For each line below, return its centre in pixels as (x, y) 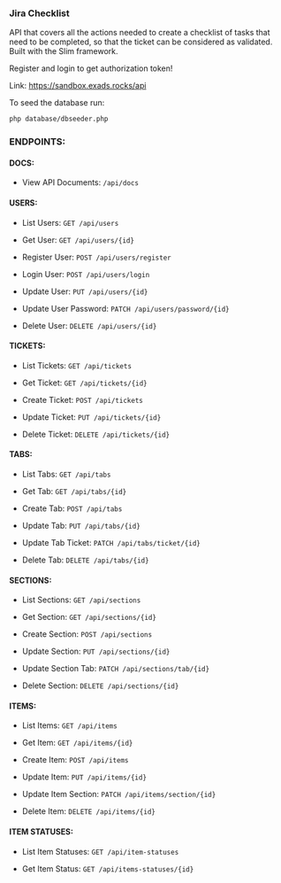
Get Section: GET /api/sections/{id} (89, 617)
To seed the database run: (57, 103)
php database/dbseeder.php (59, 119)
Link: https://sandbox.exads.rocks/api (78, 86)
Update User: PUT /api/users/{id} (85, 291)
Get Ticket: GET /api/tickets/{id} (84, 383)
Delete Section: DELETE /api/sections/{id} (100, 685)
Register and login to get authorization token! (91, 68)
